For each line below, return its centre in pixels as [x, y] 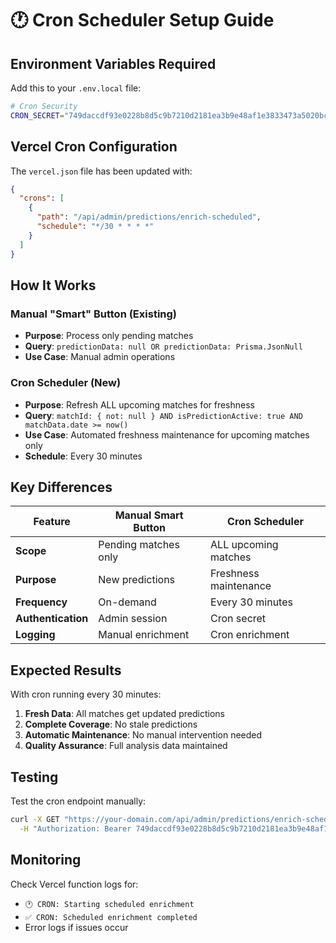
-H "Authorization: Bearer [75, 828]
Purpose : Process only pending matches [109, 336]
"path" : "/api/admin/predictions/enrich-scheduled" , [149, 217]
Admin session [133, 619]
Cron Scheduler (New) [66, 383]
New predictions [137, 580]
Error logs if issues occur [76, 927]
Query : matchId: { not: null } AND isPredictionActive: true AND [163, 415]
